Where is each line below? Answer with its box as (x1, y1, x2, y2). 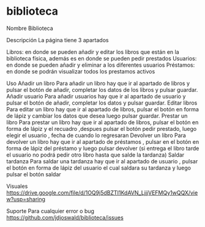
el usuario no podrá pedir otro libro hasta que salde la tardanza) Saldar (6, 151, 185, 158)
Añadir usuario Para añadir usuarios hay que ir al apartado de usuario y (6, 92, 186, 100)
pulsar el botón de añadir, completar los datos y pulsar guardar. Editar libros (6, 99, 198, 106)
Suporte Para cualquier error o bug (6, 207, 95, 215)
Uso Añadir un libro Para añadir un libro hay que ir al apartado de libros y (6, 80, 190, 87)
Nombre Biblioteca (6, 24, 53, 32)
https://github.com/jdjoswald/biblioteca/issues (6, 214, 124, 221)
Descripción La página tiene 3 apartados (6, 36, 109, 43)
